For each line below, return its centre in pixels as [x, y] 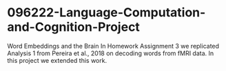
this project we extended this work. [57, 60]
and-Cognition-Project [73, 27]
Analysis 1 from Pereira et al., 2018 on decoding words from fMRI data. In [111, 53]
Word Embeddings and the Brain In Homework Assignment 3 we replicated [113, 46]
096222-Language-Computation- [106, 13]
